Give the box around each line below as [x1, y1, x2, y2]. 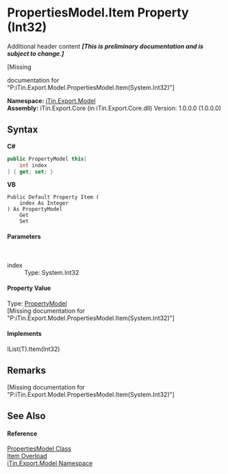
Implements [7, 330, 42, 338]
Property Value [7, 284, 51, 293]
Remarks [7, 365, 47, 376]
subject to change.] [7, 49, 64, 58]
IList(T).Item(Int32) [7, 345, 60, 353]
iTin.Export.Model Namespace [7, 459, 93, 468]
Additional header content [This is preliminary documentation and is [7, 42, 204, 50]
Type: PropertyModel [7, 299, 67, 307]
